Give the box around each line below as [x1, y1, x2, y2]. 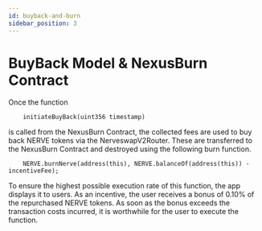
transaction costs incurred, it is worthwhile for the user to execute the [8, 207, 239, 217]
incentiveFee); [8, 167, 59, 175]
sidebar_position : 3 [8, 19, 78, 27]
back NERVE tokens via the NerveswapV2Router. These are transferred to [8, 136, 253, 146]
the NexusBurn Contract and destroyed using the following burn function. [8, 144, 252, 154]
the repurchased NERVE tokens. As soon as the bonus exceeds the [8, 198, 231, 208]
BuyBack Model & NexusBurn [8, 54, 208, 72]
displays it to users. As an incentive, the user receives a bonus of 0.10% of [8, 190, 255, 200]
